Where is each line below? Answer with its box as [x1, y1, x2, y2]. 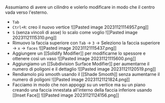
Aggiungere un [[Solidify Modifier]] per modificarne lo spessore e [12, 50, 146, 56]
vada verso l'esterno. [5, 9, 48, 15]
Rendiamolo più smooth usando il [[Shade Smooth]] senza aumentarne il [12, 71, 160, 77]
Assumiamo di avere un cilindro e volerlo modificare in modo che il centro [5, 4, 155, 10]
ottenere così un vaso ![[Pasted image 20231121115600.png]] [12, 56, 136, 61]
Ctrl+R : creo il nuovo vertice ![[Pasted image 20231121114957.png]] [12, 24, 149, 30]
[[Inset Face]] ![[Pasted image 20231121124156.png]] [12, 92, 120, 98]
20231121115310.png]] [12, 34, 57, 40]
